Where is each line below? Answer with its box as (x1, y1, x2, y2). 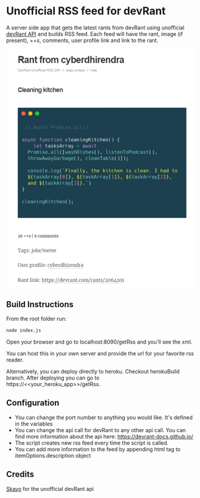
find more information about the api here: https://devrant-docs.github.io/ (14, 433, 193, 440)
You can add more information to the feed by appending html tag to (14, 445, 181, 453)
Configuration (6, 398, 60, 408)
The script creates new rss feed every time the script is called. (14, 439, 169, 447)
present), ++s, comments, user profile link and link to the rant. (6, 37, 159, 44)
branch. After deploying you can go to (6, 374, 100, 381)
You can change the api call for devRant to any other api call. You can (14, 426, 186, 433)
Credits (6, 469, 35, 479)
